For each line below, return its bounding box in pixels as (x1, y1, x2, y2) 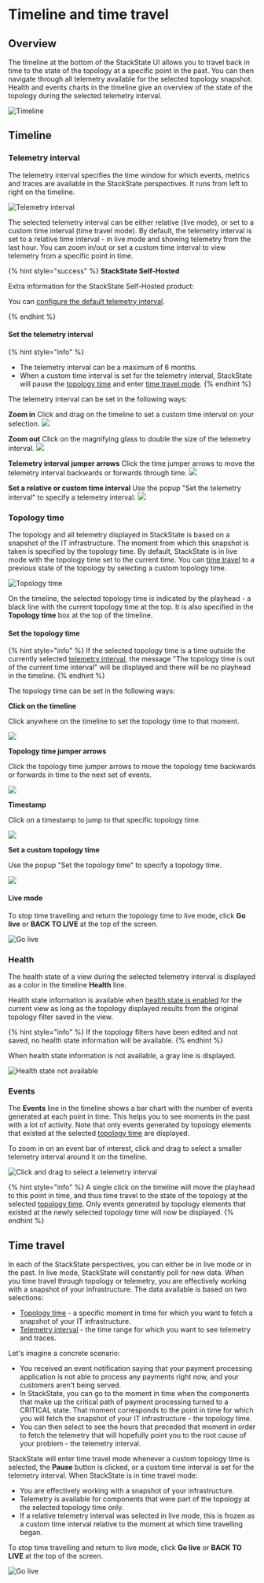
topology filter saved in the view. (8, 1012, 114, 1021)
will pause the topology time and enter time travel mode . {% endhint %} (19, 379, 252, 388)
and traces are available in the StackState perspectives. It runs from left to (8, 178, 248, 188)
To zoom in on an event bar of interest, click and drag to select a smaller (8, 1144, 242, 1153)
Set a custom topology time (8, 845, 100, 855)
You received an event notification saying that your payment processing (19, 1364, 253, 1372)
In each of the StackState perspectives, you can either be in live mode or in (8, 1259, 251, 1269)
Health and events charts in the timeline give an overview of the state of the (8, 82, 253, 92)
